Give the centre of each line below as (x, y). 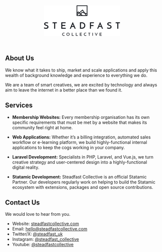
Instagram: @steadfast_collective (46, 239)
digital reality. (26, 167)
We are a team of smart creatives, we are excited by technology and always (81, 85)
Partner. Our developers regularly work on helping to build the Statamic (84, 182)
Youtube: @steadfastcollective (43, 245)
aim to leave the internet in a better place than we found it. (64, 90)
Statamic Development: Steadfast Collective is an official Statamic (79, 177)
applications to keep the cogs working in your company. (69, 147)
